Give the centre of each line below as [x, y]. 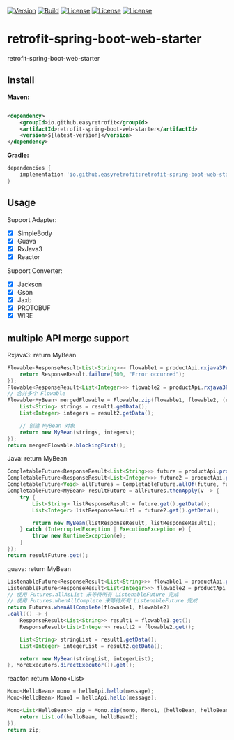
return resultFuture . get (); [48, 555]
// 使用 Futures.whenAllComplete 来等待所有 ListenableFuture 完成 [102, 601]
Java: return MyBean [37, 459]
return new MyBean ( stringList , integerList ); [87, 659]
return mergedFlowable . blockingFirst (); [67, 445]
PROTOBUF [34, 308]
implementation [42, 175]
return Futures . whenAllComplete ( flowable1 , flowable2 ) [88, 607]
